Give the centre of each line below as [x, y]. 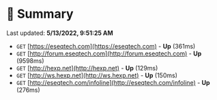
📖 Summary [40, 14]
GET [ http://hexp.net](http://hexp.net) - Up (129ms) [87, 68]
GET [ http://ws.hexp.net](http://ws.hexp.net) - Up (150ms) [97, 75]
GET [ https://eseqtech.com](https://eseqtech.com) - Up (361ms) [106, 46]
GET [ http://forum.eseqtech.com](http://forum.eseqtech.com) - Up [109, 53]
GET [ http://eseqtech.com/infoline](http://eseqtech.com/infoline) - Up [113, 82]
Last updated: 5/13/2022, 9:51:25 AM [60, 33]
